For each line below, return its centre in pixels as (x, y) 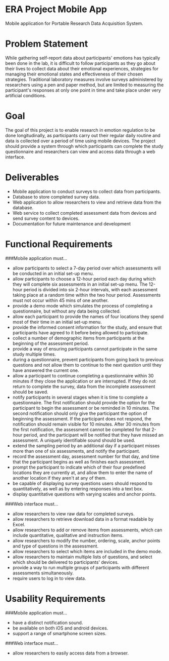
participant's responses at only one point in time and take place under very (83, 90)
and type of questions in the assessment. (55, 546)
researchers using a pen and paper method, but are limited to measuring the (84, 85)
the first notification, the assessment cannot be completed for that (81, 430)
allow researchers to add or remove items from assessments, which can (87, 530)
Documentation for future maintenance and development (72, 223)
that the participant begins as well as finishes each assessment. (79, 461)
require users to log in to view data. (49, 578)
